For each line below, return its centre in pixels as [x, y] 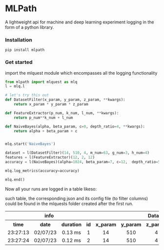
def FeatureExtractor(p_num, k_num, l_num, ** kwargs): [62, 113]
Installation [19, 40]
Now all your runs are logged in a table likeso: [51, 189]
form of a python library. [30, 27]
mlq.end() [15, 179]
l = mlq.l [15, 86]
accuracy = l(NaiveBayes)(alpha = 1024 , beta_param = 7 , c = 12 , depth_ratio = [82, 162]
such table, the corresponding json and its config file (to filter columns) [76, 198]
